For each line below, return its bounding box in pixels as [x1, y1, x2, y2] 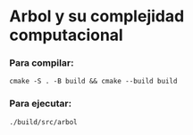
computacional [9, 25, 123, 45]
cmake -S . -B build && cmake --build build [9, 77, 178, 86]
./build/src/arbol [9, 117, 78, 126]
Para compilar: [9, 57, 74, 69]
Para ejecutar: [9, 98, 72, 110]
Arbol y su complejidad [9, 6, 185, 27]
